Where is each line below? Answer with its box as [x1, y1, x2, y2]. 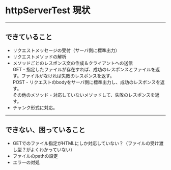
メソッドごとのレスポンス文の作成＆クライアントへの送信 [12, 60, 133, 66]
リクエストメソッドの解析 [12, 53, 67, 60]
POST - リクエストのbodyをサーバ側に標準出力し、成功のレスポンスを [12, 79, 160, 85]
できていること [5, 33, 52, 41]
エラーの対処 [12, 159, 40, 165]
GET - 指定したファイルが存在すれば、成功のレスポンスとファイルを [12, 66, 156, 72]
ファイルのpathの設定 [12, 153, 59, 159]
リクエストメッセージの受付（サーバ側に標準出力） [12, 47, 120, 53]
